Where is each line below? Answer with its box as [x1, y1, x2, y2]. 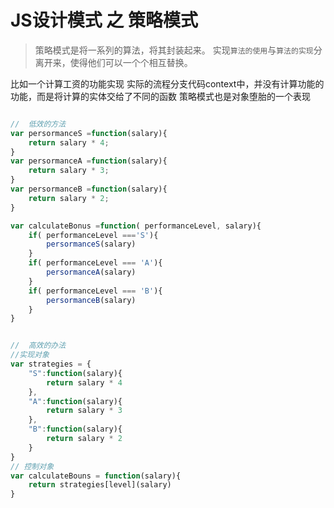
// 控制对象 [10, 461, 55, 471]
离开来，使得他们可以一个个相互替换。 [34, 56, 193, 68]
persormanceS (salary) [46, 239, 137, 250]
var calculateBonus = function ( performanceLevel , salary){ [10, 221, 262, 231]
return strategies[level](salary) [28, 480, 172, 490]
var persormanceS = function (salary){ [10, 128, 168, 138]
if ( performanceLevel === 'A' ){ [28, 258, 163, 268]
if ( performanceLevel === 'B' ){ [28, 286, 163, 296]
